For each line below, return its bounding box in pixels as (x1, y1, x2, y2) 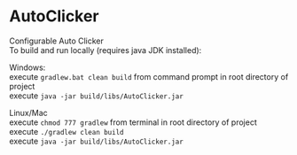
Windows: (9, 62, 46, 73)
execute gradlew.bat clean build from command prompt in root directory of (9, 71, 289, 81)
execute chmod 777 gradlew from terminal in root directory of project (9, 117, 257, 128)
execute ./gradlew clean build (9, 126, 124, 136)
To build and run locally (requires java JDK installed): (9, 44, 202, 55)
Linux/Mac (9, 107, 49, 118)
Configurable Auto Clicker (9, 35, 105, 46)
